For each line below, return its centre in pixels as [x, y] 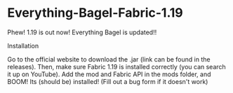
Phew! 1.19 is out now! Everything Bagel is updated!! [82, 32]
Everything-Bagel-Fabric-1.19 [95, 13]
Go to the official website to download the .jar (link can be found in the [109, 59]
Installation [23, 45]
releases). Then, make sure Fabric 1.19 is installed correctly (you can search [116, 66]
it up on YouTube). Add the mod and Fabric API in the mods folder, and [109, 74]
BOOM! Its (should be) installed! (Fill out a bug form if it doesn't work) [108, 81]
